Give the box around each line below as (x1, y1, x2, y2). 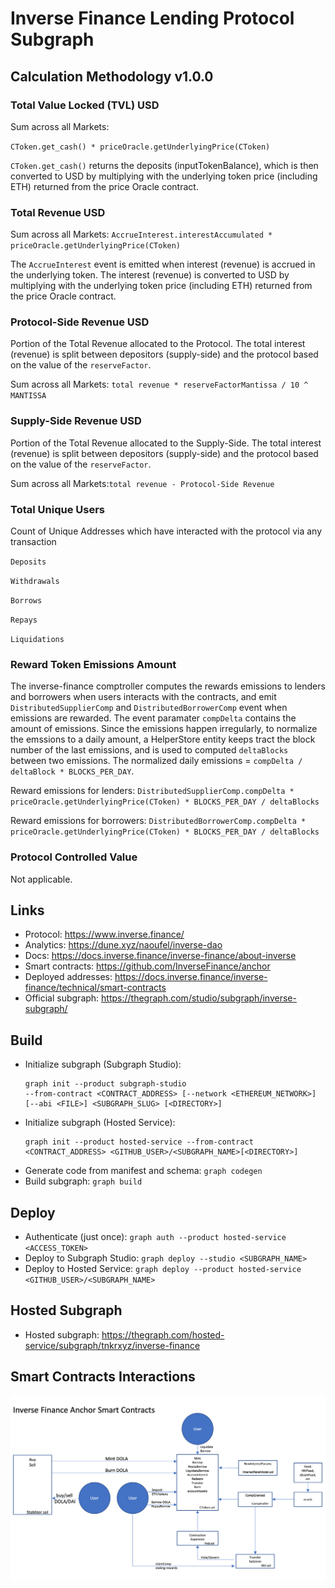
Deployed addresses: (24, 971, 113, 983)
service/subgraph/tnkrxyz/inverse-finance (24, 1339, 201, 1351)
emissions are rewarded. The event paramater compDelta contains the (10, 712, 297, 724)
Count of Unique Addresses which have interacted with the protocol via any (10, 525, 323, 537)
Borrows (10, 596, 43, 606)
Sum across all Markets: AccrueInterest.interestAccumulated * (10, 228, 273, 241)
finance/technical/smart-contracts (24, 982, 167, 994)
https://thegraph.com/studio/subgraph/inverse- (101, 992, 297, 1004)
